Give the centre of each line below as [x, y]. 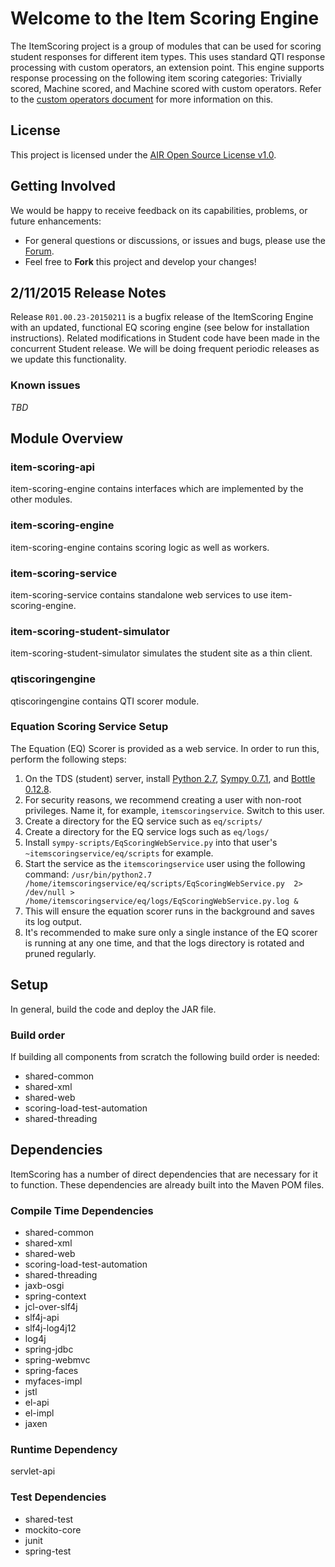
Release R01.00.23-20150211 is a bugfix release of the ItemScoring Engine [162, 317]
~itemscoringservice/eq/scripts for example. [119, 853]
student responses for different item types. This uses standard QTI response [168, 56]
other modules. [41, 499]
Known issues [45, 385]
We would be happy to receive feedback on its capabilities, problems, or [159, 210]
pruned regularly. [60, 953]
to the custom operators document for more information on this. [142, 99]
